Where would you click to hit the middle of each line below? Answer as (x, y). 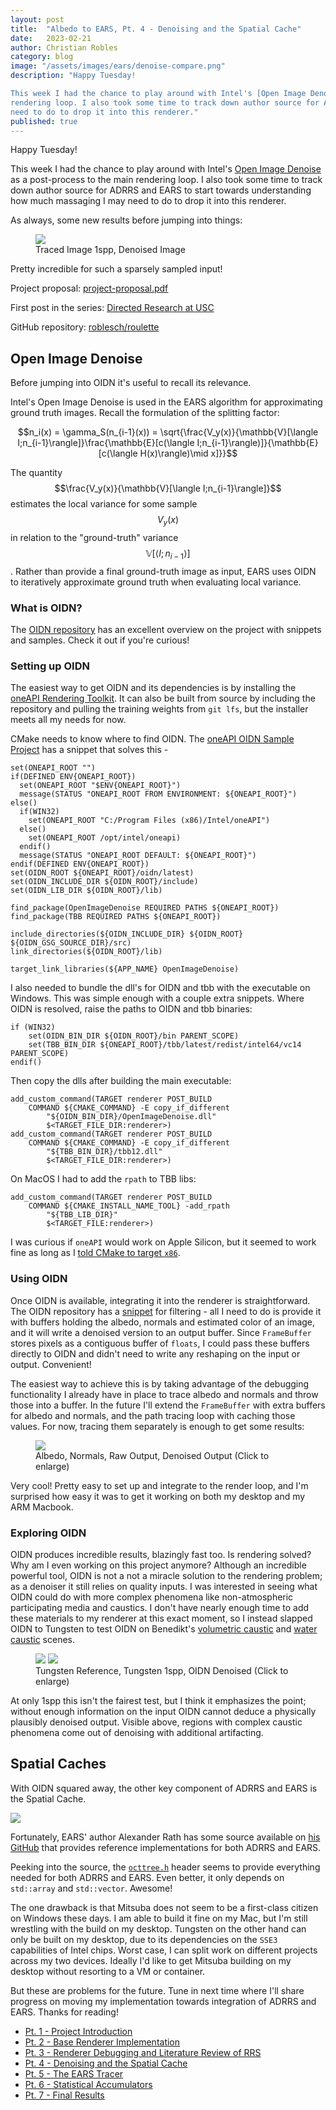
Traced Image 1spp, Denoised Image (110, 250)
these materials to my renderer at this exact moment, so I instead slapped (161, 1618)
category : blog (42, 57)
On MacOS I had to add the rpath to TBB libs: (103, 1179)
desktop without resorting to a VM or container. (108, 1971)
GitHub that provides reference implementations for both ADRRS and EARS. (166, 1847)
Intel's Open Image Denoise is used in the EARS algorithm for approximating (166, 402)
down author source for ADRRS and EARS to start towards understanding (161, 190)
